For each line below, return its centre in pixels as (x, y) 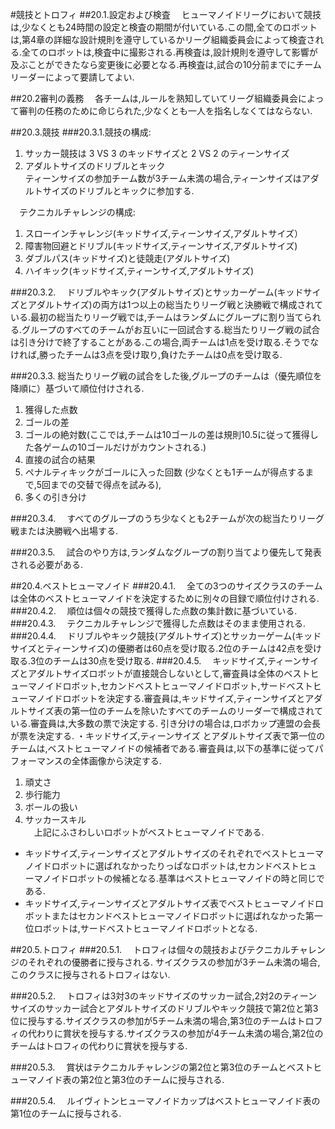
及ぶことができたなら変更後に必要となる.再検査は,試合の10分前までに (153, 64)
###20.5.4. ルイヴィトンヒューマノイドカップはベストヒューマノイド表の (165, 1101)
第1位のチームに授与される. (66, 1113)
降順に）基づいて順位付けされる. (77, 388)
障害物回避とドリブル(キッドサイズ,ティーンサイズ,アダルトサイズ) (161, 246)
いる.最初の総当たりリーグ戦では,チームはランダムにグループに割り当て (157, 317)
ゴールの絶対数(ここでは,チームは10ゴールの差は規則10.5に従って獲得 (167, 434)
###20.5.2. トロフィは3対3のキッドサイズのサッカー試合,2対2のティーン (164, 996)
